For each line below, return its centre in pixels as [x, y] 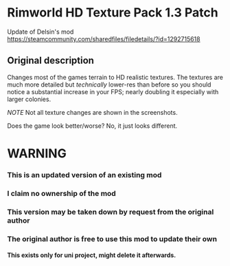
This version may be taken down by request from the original [111, 212]
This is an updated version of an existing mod [84, 175]
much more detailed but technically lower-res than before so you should [109, 85]
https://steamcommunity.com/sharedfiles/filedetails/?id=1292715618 [104, 38]
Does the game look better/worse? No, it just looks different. [92, 126]
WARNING [37, 153]
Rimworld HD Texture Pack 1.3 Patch [113, 13]
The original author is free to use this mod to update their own [112, 239]
